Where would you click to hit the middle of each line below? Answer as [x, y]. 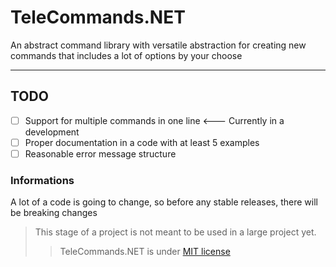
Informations [42, 180]
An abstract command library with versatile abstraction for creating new [158, 45]
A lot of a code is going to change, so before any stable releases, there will [164, 202]
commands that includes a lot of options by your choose [126, 55]
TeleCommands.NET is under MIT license [145, 252]
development [52, 132]
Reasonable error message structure [100, 153]
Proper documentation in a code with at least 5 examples [142, 142]
